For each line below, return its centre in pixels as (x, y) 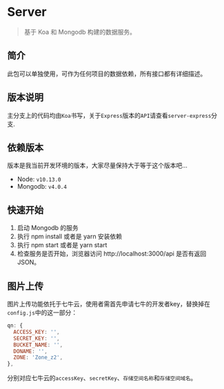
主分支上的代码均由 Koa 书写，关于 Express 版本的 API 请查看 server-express (109, 115)
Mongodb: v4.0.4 (42, 187)
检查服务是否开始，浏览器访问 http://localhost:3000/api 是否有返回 (112, 254)
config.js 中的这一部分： (42, 313)
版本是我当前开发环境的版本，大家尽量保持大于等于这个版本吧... (98, 165)
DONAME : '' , (31, 351)
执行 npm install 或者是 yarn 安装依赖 (70, 236)
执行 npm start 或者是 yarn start (62, 245)
